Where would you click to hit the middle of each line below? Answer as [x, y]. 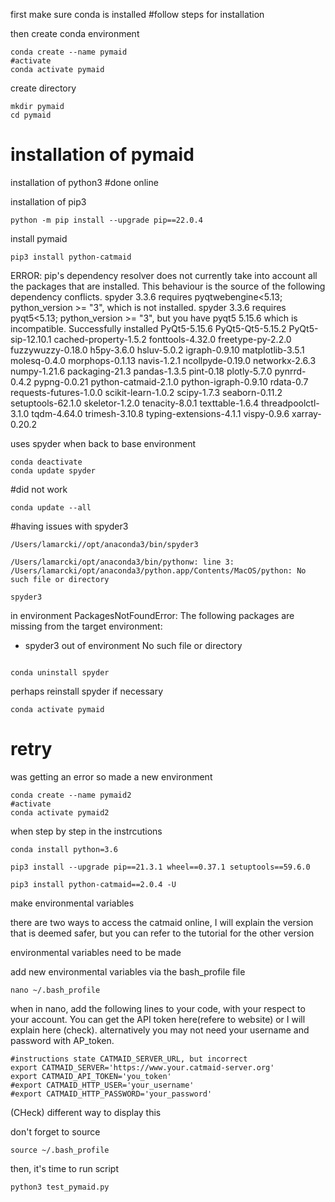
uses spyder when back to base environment [103, 443]
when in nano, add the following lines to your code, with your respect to [158, 1008]
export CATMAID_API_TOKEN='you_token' [91, 1076]
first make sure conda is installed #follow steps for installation [137, 14]
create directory [43, 88]
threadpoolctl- [290, 403]
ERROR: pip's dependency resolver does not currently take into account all [164, 275]
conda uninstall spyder [60, 672]
